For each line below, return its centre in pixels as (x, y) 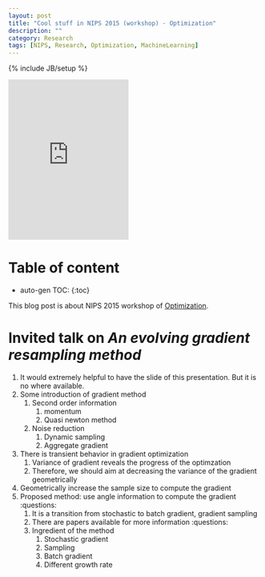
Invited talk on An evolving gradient (129, 338)
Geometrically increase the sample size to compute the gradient (126, 488)
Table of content (64, 268)
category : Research (41, 38)
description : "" (35, 30)
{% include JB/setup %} (48, 68)
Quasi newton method (80, 420)
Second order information (74, 403)
